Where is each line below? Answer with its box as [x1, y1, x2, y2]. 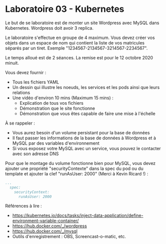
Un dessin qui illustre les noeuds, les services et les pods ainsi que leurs [12, 84, 160, 90]
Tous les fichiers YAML [12, 79, 59, 85]
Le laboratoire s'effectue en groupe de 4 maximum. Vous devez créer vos [5, 35, 155, 41]
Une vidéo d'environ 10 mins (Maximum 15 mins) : [12, 95, 114, 101]
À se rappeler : [5, 120, 36, 126]
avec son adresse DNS [12, 151, 59, 157]
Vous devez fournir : [5, 69, 46, 75]
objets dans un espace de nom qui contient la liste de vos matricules [5, 40, 145, 45]
